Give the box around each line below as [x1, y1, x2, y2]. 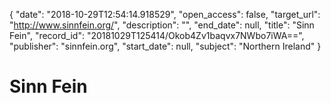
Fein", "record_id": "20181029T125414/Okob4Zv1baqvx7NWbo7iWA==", [9, 30, 305, 41]
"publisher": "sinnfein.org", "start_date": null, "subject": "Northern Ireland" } [9, 40, 322, 52]
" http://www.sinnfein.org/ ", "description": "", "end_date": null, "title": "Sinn [9, 19, 315, 31]
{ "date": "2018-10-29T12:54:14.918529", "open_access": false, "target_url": [9, 9, 321, 20]
